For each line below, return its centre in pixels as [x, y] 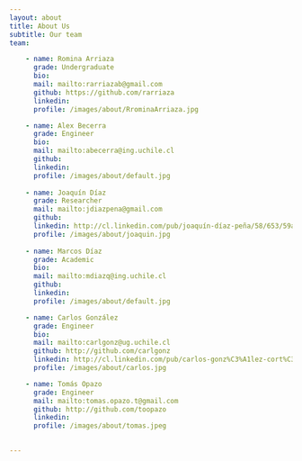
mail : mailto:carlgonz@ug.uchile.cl [102, 343]
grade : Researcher [67, 201]
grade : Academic [63, 259]
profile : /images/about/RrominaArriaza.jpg [116, 109]
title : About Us [40, 26]
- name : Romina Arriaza [70, 59]
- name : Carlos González [72, 317]
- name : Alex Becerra [66, 126]
